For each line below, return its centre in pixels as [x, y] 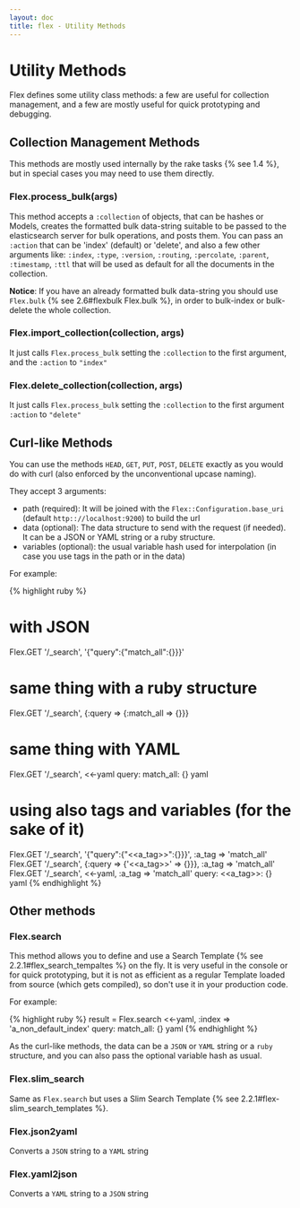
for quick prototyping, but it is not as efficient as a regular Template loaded [147, 975]
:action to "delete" [46, 414]
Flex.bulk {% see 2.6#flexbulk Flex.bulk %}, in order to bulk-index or [137, 300]
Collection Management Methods [104, 142]
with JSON [50, 627]
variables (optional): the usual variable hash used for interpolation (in [149, 546]
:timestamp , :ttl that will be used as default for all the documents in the [142, 264]
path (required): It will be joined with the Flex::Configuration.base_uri [153, 508]
